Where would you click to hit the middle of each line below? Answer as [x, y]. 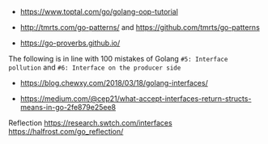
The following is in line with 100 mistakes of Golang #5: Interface [118, 59]
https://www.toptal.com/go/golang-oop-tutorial [99, 12]
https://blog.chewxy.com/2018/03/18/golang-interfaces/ [114, 83]
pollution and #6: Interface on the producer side [95, 67]
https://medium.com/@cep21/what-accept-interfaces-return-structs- [136, 99]
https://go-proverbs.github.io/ [70, 43]
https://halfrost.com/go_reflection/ [66, 131]
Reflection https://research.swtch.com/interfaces [90, 123]
